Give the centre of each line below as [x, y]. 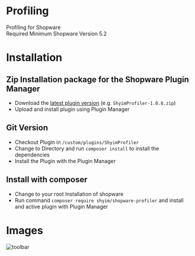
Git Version [27, 128]
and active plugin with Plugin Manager [61, 206]
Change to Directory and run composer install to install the [87, 148]
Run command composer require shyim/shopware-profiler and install [99, 200]
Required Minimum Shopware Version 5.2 [57, 33]
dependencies [32, 155]
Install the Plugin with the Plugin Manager [65, 161]
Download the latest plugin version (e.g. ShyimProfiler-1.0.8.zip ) [95, 103]
